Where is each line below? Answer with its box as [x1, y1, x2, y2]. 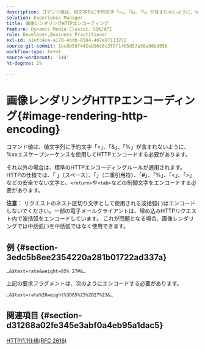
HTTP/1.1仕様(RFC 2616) [6, 337, 67, 345]
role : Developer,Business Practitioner [6, 32, 108, 38]
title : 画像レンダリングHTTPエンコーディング [6, 20, 109, 26]
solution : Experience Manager [6, 15, 84, 21]
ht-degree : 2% [6, 60, 43, 66]
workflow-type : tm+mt [6, 49, 62, 55]
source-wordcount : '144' [6, 54, 70, 60]
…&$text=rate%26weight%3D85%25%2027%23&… [6, 292, 113, 298]
